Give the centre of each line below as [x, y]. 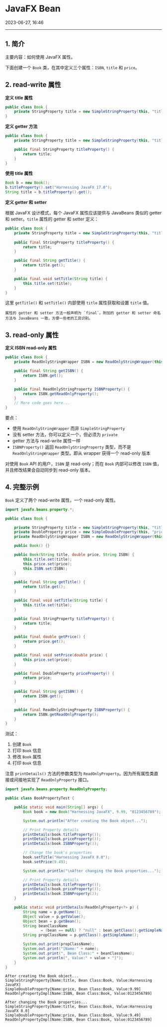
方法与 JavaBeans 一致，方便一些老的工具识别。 [49, 318]
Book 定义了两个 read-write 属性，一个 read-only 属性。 [62, 500]
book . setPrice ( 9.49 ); [45, 862]
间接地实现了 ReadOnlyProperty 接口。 [52, 780]
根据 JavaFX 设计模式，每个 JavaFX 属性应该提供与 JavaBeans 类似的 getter [83, 213]
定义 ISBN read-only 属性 [31, 348]
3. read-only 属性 [32, 335]
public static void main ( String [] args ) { [59, 807]
